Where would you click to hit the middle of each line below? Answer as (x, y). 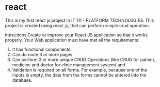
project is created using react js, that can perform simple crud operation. (78, 25)
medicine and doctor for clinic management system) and (68, 65)
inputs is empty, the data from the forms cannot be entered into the (79, 75)
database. (22, 80)
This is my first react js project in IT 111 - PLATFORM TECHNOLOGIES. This (80, 20)
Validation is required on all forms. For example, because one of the (80, 70)
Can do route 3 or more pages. (43, 54)
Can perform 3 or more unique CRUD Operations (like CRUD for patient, (84, 59)
